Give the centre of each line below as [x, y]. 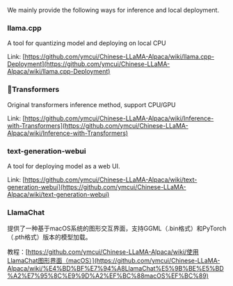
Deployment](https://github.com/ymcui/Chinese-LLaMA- [89, 64]
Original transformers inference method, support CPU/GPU [91, 104]
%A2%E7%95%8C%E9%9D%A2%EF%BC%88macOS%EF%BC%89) [108, 276]
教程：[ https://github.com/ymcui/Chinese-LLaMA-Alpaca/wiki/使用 [103, 252]
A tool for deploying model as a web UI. [64, 166]
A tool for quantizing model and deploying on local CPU [87, 43]
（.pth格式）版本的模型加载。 [49, 237]
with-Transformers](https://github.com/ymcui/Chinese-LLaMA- [98, 125]
